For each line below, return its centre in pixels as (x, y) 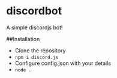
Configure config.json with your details (63, 63)
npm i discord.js (37, 57)
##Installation (23, 39)
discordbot (34, 11)
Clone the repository (40, 50)
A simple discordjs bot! (34, 27)
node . (23, 70)
